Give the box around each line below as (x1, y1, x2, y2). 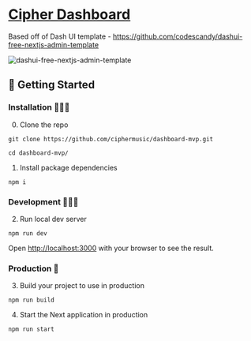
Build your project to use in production (19, 281, 144, 290)
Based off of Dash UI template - (8, 32, 112, 41)
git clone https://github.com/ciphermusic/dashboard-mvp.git (8, 135, 214, 143)
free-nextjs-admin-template (8, 39, 99, 49)
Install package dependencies (19, 163, 118, 172)
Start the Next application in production (19, 310, 148, 320)
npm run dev (8, 229, 47, 238)
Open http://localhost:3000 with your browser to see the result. (8, 243, 215, 253)
